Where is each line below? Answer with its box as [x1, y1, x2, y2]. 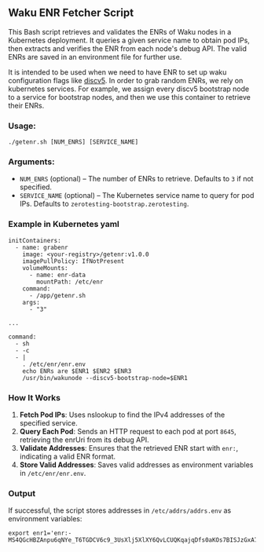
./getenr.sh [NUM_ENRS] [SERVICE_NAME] [8, 138, 139, 146]
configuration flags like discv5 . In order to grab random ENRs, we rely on [8, 75, 244, 85]
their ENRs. [8, 101, 45, 110]
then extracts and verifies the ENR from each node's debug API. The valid [8, 43, 247, 53]
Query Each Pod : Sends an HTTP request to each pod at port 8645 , [19, 427, 237, 436]
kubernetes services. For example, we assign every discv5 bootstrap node [8, 84, 250, 93]
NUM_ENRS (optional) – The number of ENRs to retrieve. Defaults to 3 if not [19, 174, 254, 184]
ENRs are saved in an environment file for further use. [8, 52, 182, 61]
